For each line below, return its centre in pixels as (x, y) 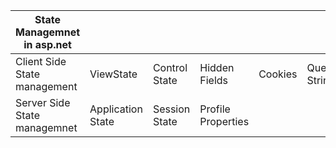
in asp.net (47, 44)
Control (170, 67)
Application (116, 109)
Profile (215, 109)
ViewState (113, 74)
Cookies (278, 74)
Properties (224, 121)
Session (171, 109)
